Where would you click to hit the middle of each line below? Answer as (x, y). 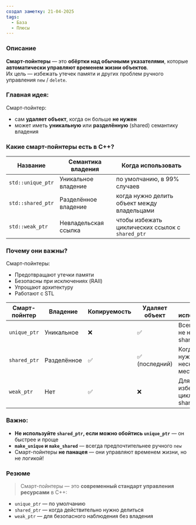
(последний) (155, 364)
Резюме (18, 473)
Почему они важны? (37, 251)
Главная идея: (27, 95)
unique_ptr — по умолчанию (50, 504)
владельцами (135, 210)
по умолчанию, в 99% (148, 179)
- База (19, 22)
